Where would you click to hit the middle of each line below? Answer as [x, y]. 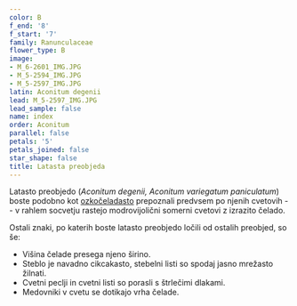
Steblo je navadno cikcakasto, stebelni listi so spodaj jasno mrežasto [148, 264]
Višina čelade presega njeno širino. [86, 254]
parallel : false [39, 133]
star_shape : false [43, 158]
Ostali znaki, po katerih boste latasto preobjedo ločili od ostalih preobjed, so [148, 228]
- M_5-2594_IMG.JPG [45, 76]
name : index [31, 117]
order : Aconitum [39, 125]
